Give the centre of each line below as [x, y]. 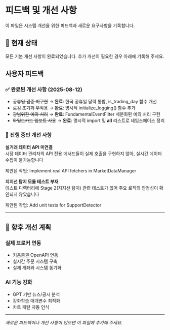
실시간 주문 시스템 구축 [35, 261]
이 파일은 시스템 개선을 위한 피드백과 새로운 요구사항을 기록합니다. [70, 25]
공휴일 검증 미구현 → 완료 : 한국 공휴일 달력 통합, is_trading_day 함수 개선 [84, 102]
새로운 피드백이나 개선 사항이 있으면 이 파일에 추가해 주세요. [64, 322]
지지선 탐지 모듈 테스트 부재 [32, 182]
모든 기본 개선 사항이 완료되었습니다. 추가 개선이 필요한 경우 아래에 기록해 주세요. [85, 56]
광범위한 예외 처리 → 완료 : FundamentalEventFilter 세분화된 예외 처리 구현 [86, 114]
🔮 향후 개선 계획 [28, 228]
